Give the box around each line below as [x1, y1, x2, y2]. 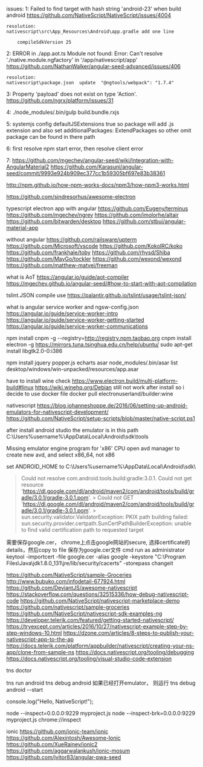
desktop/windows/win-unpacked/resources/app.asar [6, 366, 139, 372]
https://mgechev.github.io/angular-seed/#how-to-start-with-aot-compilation [6, 280, 197, 287]
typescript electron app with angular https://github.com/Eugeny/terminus [6, 205, 188, 212]
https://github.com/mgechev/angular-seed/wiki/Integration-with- [11, 157, 174, 164]
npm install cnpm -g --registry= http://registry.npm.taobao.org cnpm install [6, 335, 192, 341]
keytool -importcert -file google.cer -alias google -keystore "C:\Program [6, 553, 186, 560]
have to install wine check [6, 377, 71, 384]
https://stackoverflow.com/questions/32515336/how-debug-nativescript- [6, 591, 189, 598]
